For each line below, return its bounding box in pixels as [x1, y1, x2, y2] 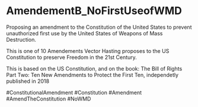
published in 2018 [6, 78, 49, 85]
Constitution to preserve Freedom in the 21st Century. [6, 53, 138, 61]
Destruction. [6, 36, 37, 43]
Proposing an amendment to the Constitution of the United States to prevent [6, 24, 192, 31]
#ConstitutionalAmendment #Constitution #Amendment [6, 89, 142, 96]
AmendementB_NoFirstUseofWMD [6, 4, 183, 18]
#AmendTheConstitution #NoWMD [6, 95, 91, 102]
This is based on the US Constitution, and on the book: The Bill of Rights [6, 65, 183, 72]
